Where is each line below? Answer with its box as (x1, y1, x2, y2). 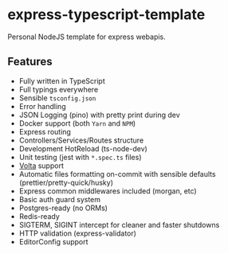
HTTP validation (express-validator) (18, 229, 137, 238)
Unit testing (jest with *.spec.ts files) (18, 152, 142, 162)
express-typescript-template (7, 6, 206, 24)
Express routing (18, 127, 71, 136)
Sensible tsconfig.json (18, 93, 96, 103)
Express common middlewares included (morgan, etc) (18, 186, 197, 196)
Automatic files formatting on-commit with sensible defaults (18, 169, 216, 178)
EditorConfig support (18, 236, 88, 246)
